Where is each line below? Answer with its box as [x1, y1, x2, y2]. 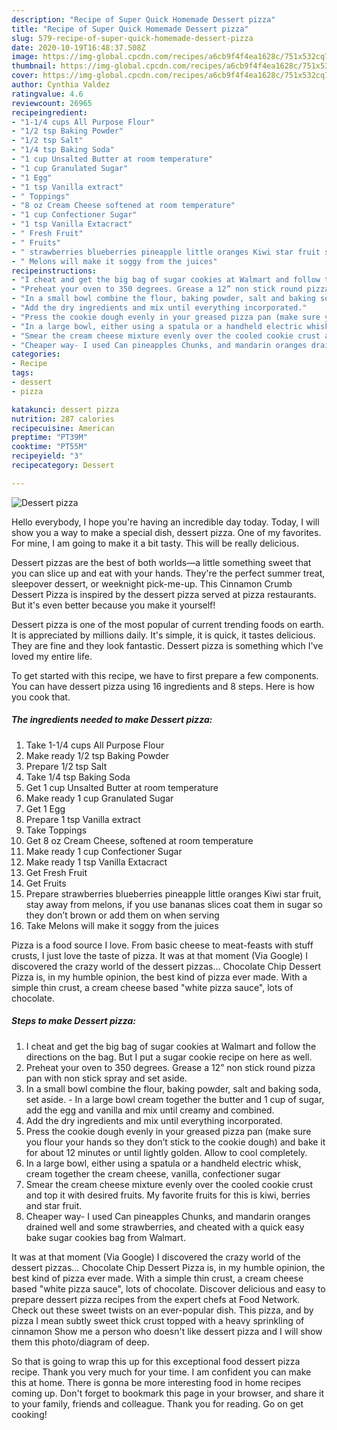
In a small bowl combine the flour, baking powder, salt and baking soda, [25, 1082, 322, 1095]
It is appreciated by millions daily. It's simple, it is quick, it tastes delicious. [11, 629, 316, 641]
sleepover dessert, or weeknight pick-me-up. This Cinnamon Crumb [11, 577, 293, 590]
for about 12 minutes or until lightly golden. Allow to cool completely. [25, 1146, 308, 1158]
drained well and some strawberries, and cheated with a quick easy [25, 1221, 305, 1233]
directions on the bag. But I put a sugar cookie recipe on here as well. [25, 1051, 313, 1063]
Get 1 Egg [25, 802, 66, 815]
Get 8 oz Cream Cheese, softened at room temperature [25, 834, 254, 846]
